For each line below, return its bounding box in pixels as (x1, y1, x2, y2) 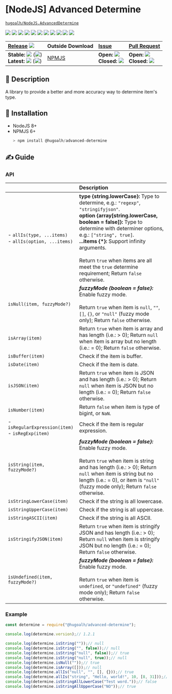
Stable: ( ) (8, 51, 42, 58)
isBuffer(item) (8, 353, 45, 359)
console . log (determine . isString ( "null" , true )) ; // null (5, 655, 127, 661)
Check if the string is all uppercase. (79, 506, 164, 513)
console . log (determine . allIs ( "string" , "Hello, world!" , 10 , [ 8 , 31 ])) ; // (5, 674, 168, 680)
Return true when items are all (79, 257, 152, 264)
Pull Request (128, 42, 160, 49)
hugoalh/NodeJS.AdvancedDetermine (5, 21, 79, 26)
